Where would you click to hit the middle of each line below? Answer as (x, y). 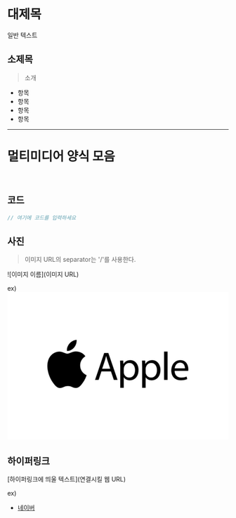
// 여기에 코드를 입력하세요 (42, 218)
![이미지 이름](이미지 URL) (43, 274)
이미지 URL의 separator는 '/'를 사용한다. (80, 260)
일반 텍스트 (22, 35)
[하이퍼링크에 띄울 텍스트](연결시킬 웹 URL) (67, 479)
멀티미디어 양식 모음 (61, 156)
